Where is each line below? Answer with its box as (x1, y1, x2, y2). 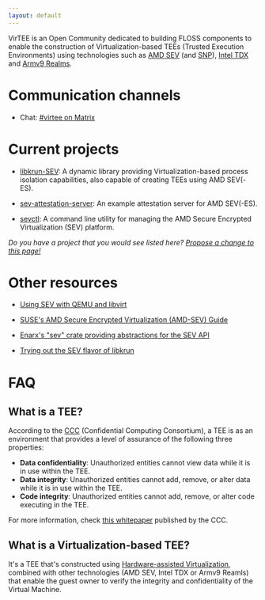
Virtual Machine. (8, 585, 62, 594)
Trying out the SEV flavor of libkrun (19, 346, 134, 355)
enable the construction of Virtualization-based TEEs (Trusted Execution (8, 41, 244, 51)
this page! (8, 246, 41, 256)
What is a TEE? (8, 405, 83, 419)
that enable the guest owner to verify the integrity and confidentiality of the (8, 576, 254, 586)
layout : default (8, 11, 62, 20)
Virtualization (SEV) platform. (19, 222, 115, 232)
